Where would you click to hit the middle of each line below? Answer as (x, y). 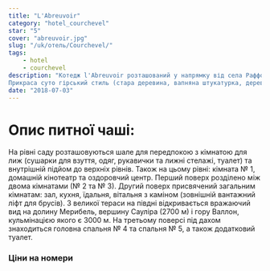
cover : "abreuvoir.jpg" (48, 38)
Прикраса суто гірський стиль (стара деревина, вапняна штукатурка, (125, 83)
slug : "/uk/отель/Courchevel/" (61, 46)
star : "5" (25, 30)
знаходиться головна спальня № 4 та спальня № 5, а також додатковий (132, 229)
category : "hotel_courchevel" (59, 23)
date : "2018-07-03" (41, 90)
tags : (17, 53)
